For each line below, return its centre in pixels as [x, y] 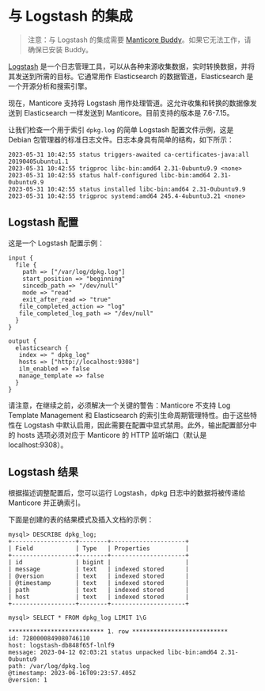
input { [21, 258]
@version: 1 [28, 680]
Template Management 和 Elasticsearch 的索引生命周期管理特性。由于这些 [129, 415]
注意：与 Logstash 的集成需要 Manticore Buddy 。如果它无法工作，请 [139, 40]
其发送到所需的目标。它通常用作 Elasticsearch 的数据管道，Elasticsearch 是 [131, 76]
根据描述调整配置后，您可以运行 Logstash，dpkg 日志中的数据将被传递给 [127, 492]
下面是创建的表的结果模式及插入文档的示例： [81, 519]
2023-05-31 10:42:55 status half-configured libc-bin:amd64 [110, 175]
